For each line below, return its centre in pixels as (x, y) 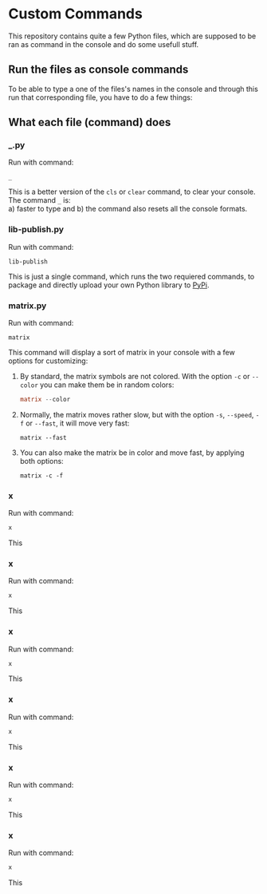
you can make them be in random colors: (107, 385)
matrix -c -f (41, 476)
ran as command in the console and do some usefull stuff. (104, 44)
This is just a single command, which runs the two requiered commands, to (132, 276)
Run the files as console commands (98, 70)
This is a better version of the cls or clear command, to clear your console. (132, 192)
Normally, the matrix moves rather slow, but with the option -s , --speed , (137, 414)
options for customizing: (48, 361)
